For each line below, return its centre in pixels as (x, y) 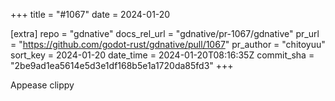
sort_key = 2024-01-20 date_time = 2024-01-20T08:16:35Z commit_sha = (162, 55)
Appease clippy (42, 85)
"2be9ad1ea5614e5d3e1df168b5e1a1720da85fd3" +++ (122, 65)
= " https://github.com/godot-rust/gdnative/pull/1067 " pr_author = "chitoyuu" (168, 44)
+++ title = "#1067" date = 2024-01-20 (90, 14)
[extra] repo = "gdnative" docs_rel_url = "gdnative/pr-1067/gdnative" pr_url (165, 33)
